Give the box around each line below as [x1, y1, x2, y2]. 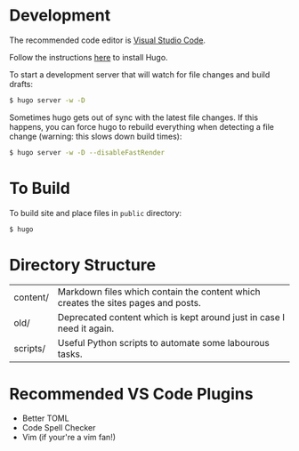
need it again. [57, 322, 115, 334]
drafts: [9, 78, 34, 89]
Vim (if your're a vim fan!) [21, 432, 117, 443]
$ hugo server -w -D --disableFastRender [9, 148, 166, 157]
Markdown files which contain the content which [57, 286, 261, 298]
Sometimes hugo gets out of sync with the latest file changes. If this [9, 112, 259, 123]
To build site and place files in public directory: [9, 207, 182, 218]
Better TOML [21, 413, 69, 423]
